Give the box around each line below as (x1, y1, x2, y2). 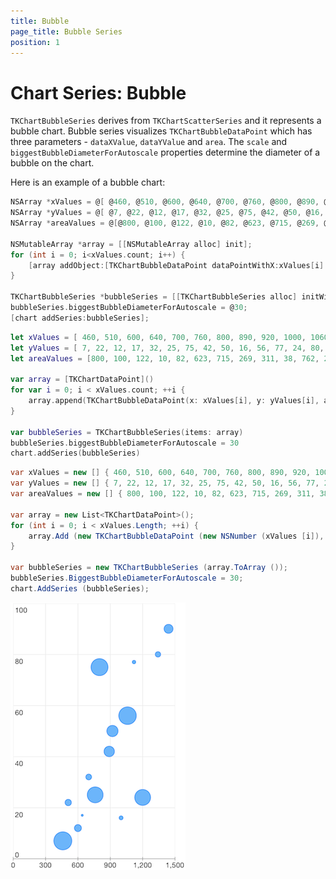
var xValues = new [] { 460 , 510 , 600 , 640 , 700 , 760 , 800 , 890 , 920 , (10, 468, 312, 478)
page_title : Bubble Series (10, 26, 123, 37)
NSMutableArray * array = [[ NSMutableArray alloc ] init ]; (10, 239, 253, 249)
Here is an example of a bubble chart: (10, 176, 166, 189)
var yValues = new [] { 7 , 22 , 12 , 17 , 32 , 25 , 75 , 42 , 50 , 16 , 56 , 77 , (10, 478, 320, 489)
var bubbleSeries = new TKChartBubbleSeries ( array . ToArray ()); (10, 563, 288, 573)
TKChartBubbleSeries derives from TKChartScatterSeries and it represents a (10, 115, 322, 127)
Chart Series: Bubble (10, 81, 187, 104)
